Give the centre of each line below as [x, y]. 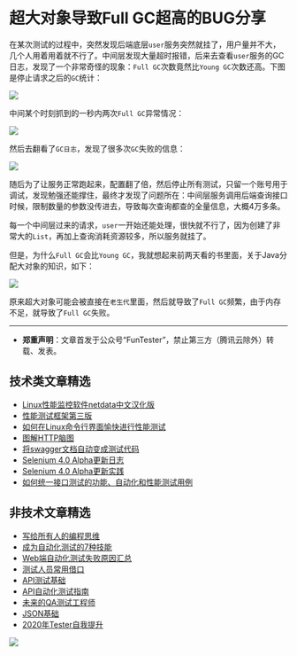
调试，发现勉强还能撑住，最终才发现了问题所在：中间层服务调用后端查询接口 [148, 195]
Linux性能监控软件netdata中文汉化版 [88, 404]
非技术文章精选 [50, 513]
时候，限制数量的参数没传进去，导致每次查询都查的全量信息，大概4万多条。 [147, 206]
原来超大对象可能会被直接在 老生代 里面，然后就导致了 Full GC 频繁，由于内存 [145, 301]
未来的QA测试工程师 [58, 602]
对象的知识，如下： [59, 266]
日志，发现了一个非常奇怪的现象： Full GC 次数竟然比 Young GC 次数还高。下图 [147, 66]
